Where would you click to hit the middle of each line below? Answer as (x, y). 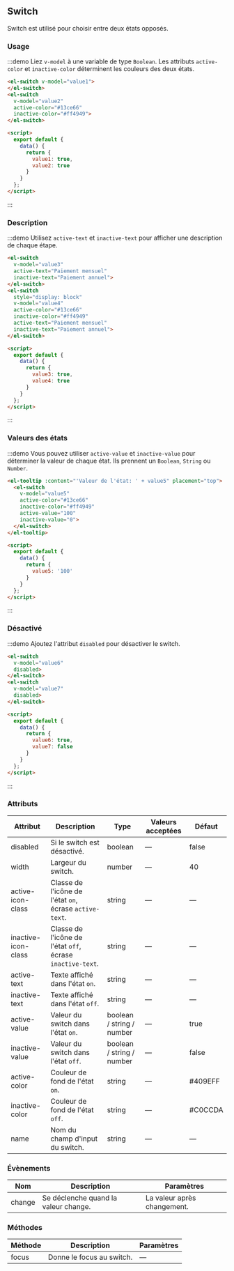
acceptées (164, 831)
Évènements (29, 1168)
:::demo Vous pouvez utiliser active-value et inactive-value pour (101, 453)
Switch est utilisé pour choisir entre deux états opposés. (88, 28)
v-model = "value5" (45, 494)
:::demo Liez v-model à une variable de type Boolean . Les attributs (101, 61)
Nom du (63, 1130)
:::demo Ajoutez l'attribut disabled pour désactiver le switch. (94, 643)
